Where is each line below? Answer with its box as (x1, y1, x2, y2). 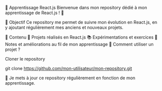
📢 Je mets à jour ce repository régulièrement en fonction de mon (5, 75, 136, 81)
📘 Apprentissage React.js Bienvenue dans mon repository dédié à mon (5, 5, 147, 10)
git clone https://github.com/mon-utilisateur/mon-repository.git (5, 66, 132, 71)
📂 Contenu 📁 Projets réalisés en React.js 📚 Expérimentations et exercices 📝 (5, 34, 158, 40)
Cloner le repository (5, 56, 46, 62)
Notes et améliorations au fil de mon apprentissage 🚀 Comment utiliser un (5, 42, 154, 47)
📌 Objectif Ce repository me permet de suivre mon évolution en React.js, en (5, 20, 158, 25)
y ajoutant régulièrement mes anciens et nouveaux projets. (5, 24, 124, 30)
